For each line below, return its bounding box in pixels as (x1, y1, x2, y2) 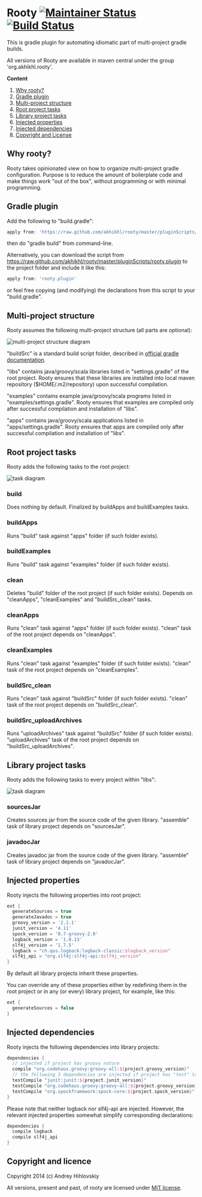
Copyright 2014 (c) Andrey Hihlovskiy (7, 1172, 100, 1180)
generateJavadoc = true (12, 914, 71, 920)
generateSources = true (12, 909, 71, 915)
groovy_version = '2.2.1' (12, 920, 77, 926)
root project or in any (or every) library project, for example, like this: (7, 988, 176, 995)
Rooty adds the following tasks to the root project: (7, 463, 131, 470)
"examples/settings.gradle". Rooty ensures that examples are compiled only (7, 399, 194, 406)
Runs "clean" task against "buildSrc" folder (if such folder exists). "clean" (7, 695, 188, 702)
